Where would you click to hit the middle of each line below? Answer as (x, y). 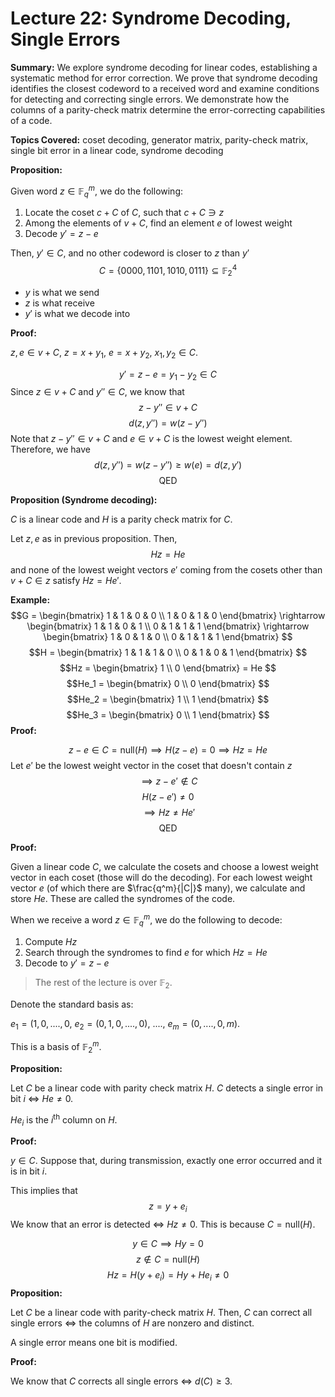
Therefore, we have (51, 449)
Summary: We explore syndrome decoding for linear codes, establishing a (164, 67)
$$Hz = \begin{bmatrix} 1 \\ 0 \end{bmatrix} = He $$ (168, 668)
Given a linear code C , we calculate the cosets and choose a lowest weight (164, 867)
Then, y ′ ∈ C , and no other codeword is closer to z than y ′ (130, 253)
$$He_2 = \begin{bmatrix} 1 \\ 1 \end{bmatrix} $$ (168, 699)
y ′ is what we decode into (77, 313)
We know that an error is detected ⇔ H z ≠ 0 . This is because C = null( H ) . (163, 1224)
